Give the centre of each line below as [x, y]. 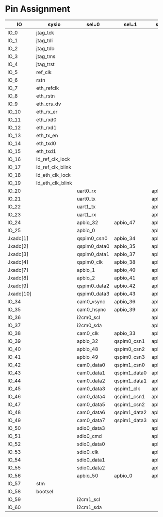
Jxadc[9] [18, 286]
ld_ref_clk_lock [53, 159]
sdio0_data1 [91, 460]
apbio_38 [125, 262]
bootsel [45, 491]
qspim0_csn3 [129, 357]
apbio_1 [86, 270]
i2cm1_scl [89, 499]
